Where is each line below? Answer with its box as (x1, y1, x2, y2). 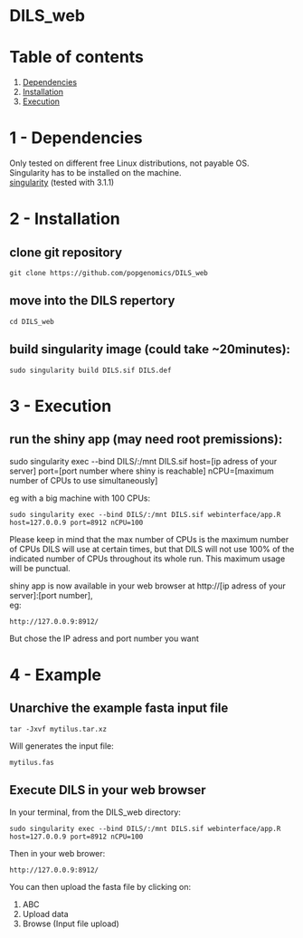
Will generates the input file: (9, 740, 115, 751)
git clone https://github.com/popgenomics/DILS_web (9, 269, 208, 278)
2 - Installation (9, 209, 120, 229)
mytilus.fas (9, 758, 54, 767)
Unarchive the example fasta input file (9, 701, 229, 716)
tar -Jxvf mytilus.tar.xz (9, 724, 107, 733)
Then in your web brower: (9, 847, 106, 858)
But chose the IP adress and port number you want (9, 633, 199, 644)
